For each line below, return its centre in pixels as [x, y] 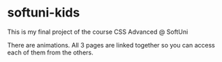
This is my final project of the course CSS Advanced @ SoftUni [98, 32]
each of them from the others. [50, 52]
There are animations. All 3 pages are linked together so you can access [111, 45]
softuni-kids [44, 13]
